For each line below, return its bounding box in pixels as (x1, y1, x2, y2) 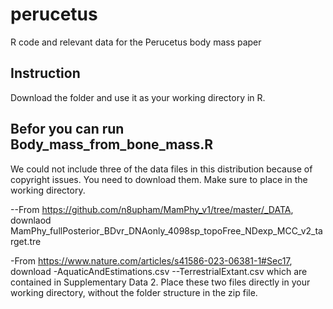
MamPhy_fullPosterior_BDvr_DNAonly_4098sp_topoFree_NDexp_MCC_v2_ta (10, 224, 323, 237)
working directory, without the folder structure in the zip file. (10, 286, 258, 298)
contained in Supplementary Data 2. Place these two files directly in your (10, 276, 311, 288)
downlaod (10, 214, 52, 226)
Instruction (10, 65, 81, 82)
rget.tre (10, 235, 42, 247)
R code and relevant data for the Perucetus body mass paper (10, 36, 262, 48)
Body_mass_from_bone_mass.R (10, 136, 214, 153)
